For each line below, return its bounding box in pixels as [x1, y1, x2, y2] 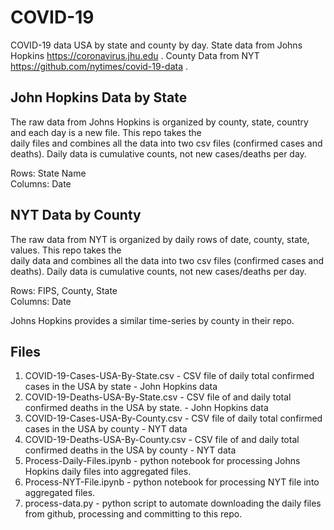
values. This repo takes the [10, 244, 122, 256]
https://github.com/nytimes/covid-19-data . [10, 60, 189, 72]
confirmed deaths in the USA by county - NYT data [24, 444, 237, 456]
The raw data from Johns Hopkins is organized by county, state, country [10, 116, 309, 128]
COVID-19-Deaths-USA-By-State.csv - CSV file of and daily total [24, 391, 292, 403]
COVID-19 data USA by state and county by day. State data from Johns [10, 39, 303, 51]
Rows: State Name [10, 167, 87, 179]
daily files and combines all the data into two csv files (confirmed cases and [10, 137, 323, 149]
